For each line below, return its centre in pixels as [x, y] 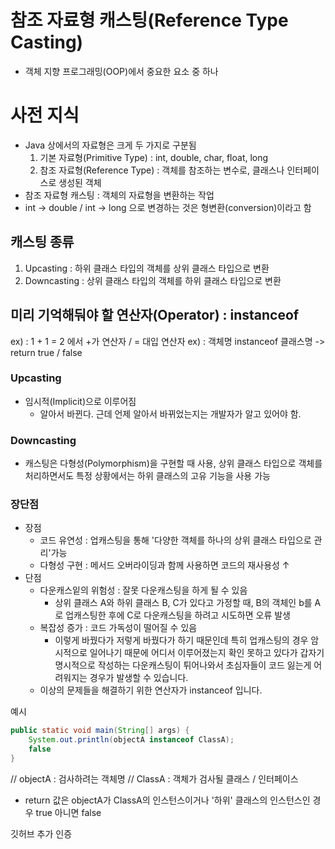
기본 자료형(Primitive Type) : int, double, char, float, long [154, 157]
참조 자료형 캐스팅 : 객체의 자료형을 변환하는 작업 [119, 195]
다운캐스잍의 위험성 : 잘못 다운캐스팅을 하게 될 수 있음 [143, 590]
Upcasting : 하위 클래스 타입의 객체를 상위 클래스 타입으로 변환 [147, 268]
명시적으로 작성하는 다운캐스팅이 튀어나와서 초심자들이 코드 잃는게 [183, 665]
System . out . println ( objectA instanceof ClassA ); [131, 740]
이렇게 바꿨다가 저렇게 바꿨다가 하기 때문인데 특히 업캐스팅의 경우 [181, 640]
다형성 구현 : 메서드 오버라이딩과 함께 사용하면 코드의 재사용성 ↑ [164, 565]
